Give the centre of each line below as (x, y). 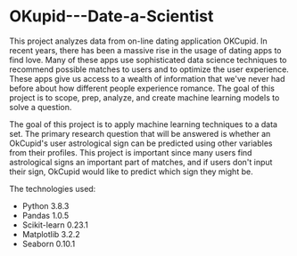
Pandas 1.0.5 (45, 215)
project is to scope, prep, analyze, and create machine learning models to (144, 97)
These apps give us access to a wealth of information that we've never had (147, 78)
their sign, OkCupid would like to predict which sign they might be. (131, 172)
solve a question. (41, 107)
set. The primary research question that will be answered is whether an (140, 133)
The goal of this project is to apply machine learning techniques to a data (144, 124)
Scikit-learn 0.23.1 (55, 225)
